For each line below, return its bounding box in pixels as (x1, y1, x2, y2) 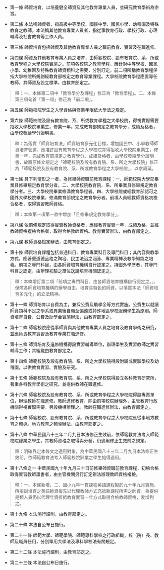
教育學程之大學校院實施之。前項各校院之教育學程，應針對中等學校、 (9, 61, 149, 67)
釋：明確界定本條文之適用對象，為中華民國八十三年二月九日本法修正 (14, 448, 154, 454)
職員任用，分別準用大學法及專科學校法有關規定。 (18, 539, 119, 544)
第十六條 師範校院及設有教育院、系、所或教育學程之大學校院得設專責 (9, 392, 150, 397)
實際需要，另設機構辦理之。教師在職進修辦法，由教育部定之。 (27, 404, 154, 410)
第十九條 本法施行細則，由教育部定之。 (9, 511, 90, 517)
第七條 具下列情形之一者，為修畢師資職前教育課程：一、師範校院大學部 (9, 176, 155, 182)
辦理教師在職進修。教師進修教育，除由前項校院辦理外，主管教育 (18, 398, 149, 404)
